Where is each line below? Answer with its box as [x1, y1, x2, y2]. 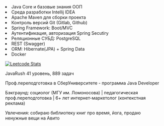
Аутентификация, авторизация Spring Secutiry [11, 30, 109, 36]
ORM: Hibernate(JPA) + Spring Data [11, 46, 85, 52]
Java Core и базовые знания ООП [11, 4, 83, 9]
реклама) [5, 100, 25, 106]
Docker [11, 51, 26, 57]
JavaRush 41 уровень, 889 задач [5, 70, 74, 76]
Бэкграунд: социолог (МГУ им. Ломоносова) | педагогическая [5, 90, 138, 95]
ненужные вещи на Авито [5, 115, 60, 121]
